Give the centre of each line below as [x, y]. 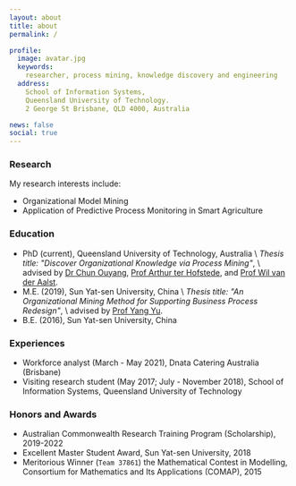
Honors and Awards [53, 414]
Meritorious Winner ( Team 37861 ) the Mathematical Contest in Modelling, [155, 463]
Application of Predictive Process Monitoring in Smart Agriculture [143, 210]
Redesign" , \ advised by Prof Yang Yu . [93, 311]
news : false [31, 125]
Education [32, 234]
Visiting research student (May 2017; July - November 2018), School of [153, 382]
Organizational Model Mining [75, 201]
